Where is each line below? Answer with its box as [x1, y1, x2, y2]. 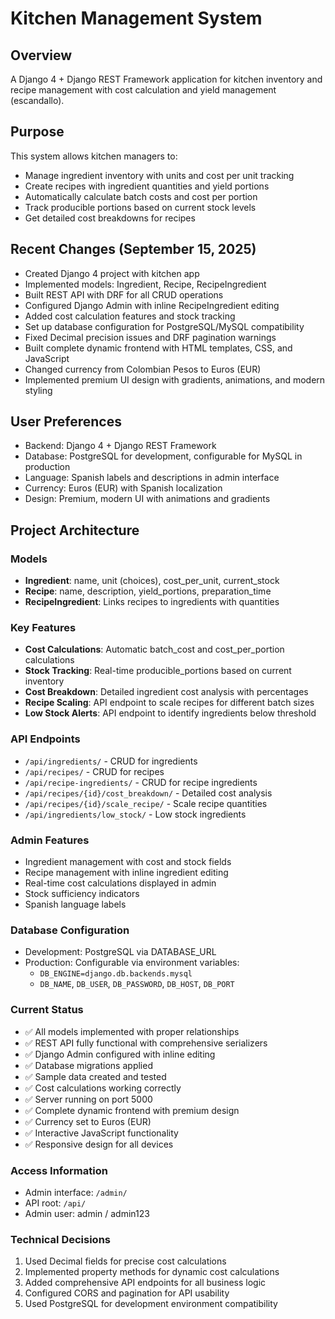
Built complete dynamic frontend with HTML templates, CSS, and [24, 342, 293, 354]
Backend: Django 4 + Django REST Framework [24, 440, 217, 452]
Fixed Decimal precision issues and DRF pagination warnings [24, 331, 277, 343]
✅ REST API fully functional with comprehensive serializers [24, 1037, 268, 1049]
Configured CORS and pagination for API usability [24, 1287, 230, 1299]
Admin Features [10, 833, 90, 847]
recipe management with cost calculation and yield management [10, 84, 277, 96]
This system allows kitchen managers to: [10, 150, 178, 162]
